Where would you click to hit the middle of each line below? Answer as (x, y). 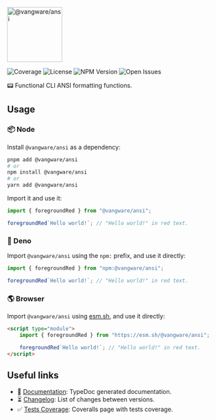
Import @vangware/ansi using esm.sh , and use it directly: (86, 316)
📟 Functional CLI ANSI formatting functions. (70, 85)
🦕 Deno (20, 241)
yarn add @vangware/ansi (43, 185)
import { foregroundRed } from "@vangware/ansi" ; (80, 211)
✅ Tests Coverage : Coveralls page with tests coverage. (95, 409)
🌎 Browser (26, 299)
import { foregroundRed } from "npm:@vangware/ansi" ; (86, 268)
